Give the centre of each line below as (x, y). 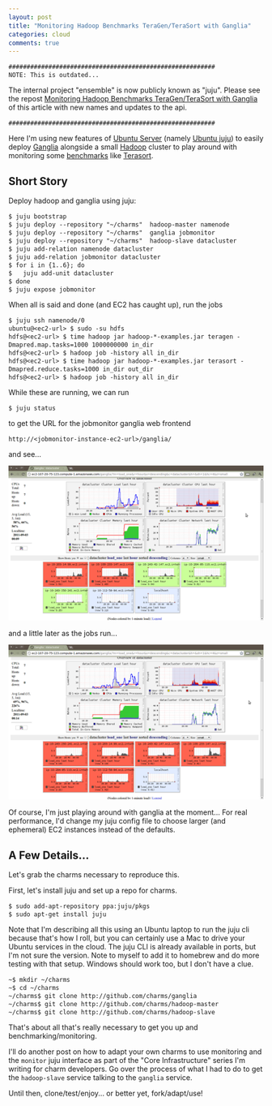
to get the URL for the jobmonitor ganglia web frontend (100, 424)
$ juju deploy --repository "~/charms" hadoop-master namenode (119, 225)
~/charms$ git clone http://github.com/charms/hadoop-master (114, 1005)
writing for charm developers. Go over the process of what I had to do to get (136, 1069)
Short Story (38, 181)
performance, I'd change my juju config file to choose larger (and (117, 821)
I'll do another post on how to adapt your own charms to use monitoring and (135, 1052)
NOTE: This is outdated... (54, 75)
